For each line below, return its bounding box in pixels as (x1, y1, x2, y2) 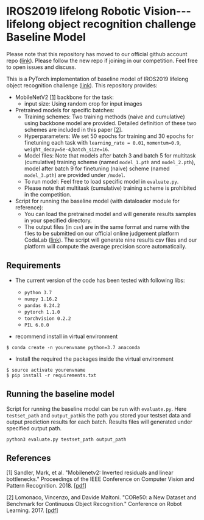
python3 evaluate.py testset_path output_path (6, 436, 127, 442)
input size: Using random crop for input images (24, 99, 142, 107)
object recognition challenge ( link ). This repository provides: (6, 81, 158, 89)
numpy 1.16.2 (24, 296, 58, 302)
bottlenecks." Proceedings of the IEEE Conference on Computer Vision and (6, 475, 195, 483)
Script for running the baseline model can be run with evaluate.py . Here (6, 405, 187, 413)
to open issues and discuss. (6, 63, 77, 71)
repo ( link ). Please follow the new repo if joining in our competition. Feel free (6, 57, 198, 64)
